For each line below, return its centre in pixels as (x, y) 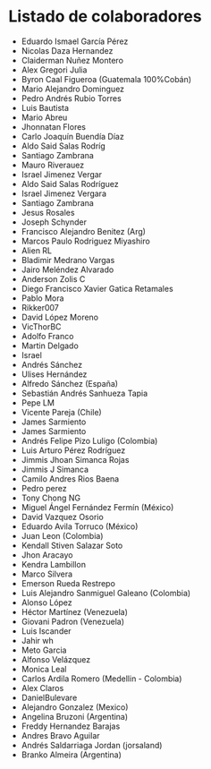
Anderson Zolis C (53, 278)
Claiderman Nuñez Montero (72, 60)
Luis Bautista (45, 107)
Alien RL (37, 250)
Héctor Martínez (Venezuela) (75, 611)
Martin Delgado (50, 346)
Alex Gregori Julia (54, 70)
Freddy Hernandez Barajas (71, 726)
